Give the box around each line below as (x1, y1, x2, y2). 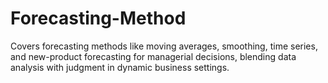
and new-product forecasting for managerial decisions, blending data (10, 50, 297, 62)
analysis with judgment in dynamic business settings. (10, 61, 230, 73)
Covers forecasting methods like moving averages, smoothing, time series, (10, 40, 318, 52)
